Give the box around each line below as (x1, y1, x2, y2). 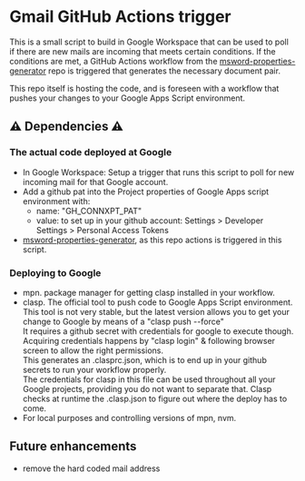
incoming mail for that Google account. (22, 176, 169, 187)
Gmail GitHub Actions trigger (9, 6, 231, 27)
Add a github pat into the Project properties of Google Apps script (22, 186, 270, 197)
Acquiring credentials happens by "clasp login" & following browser (22, 335, 275, 346)
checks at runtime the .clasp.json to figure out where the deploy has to (22, 393, 288, 404)
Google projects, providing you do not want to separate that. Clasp (22, 383, 272, 394)
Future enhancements (9, 438, 137, 455)
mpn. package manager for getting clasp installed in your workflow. (22, 287, 275, 298)
